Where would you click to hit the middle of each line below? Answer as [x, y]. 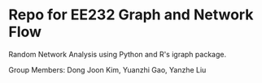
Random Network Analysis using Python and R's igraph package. [117, 54]
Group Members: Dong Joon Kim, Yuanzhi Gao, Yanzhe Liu [107, 69]
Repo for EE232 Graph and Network [131, 15]
